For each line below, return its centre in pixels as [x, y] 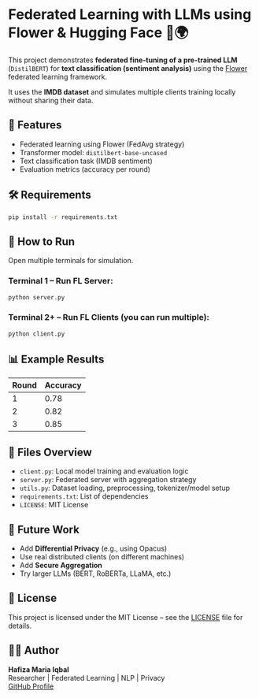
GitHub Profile [31, 686]
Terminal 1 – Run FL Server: [61, 281]
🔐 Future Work [44, 529]
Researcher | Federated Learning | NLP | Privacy [87, 678]
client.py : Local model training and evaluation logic [104, 471]
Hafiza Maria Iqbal [39, 669]
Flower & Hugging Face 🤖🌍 [98, 33]
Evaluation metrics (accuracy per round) [85, 169]
